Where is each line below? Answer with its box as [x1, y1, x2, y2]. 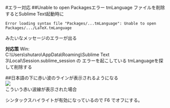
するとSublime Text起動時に [5, 11, 64, 17]
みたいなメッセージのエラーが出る [5, 35, 77, 41]
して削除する [5, 64, 32, 70]
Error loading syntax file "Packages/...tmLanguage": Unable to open [5, 21, 157, 26]
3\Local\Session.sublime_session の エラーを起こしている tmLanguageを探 [5, 58, 163, 64]
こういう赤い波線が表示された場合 [5, 86, 77, 92]
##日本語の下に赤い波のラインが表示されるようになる [5, 75, 118, 80]
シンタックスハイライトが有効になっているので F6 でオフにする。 [5, 97, 143, 103]
